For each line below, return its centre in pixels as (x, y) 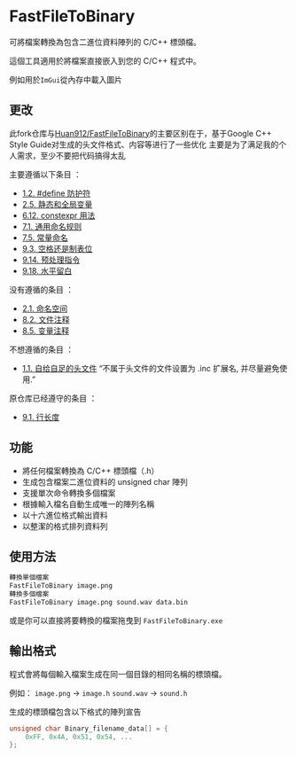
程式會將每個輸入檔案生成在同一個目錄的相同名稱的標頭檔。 (118, 674)
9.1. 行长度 (41, 417)
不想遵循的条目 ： (41, 349)
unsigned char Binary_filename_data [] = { (89, 729)
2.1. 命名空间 (45, 308)
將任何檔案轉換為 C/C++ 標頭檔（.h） (90, 471)
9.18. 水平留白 (47, 270)
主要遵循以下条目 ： (45, 174)
